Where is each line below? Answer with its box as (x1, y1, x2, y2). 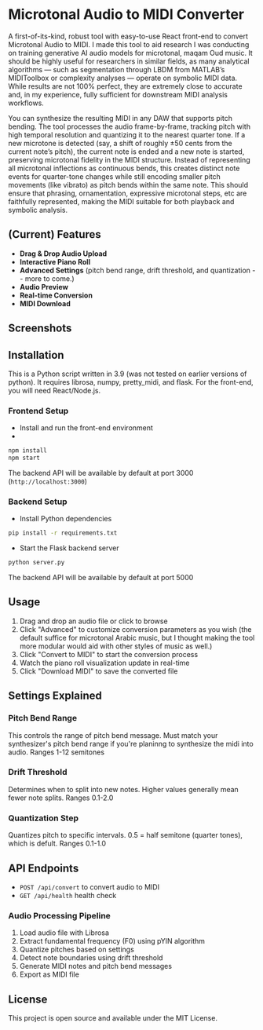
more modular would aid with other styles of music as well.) (19, 641, 213, 651)
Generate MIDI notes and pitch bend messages (19, 962, 173, 971)
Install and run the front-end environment (19, 423, 153, 433)
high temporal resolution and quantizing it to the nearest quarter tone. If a (8, 130, 246, 139)
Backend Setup (8, 496, 68, 507)
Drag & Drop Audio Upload (19, 249, 108, 258)
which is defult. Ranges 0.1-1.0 (8, 838, 107, 849)
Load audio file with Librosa (19, 928, 110, 937)
